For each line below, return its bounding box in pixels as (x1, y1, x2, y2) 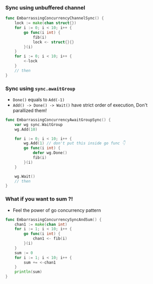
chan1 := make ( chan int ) (14, 222, 68, 227)
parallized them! (12, 107, 47, 114)
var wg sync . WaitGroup (14, 122, 63, 127)
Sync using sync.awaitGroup (5, 85, 76, 92)
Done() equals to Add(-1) (12, 96, 65, 102)
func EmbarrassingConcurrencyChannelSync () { (5, 16, 104, 21)
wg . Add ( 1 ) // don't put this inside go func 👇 (24, 141, 125, 146)
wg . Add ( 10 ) (14, 127, 38, 132)
